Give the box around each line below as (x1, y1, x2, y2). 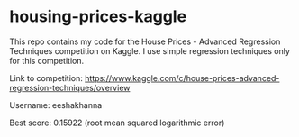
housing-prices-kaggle (9, 6, 187, 27)
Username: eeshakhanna (9, 99, 103, 110)
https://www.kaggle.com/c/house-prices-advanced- (84, 72, 280, 83)
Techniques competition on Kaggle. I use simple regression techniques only (9, 45, 291, 56)
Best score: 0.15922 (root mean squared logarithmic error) (9, 117, 225, 128)
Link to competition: (9, 72, 84, 83)
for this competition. (9, 55, 84, 66)
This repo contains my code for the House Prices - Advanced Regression (9, 36, 281, 47)
